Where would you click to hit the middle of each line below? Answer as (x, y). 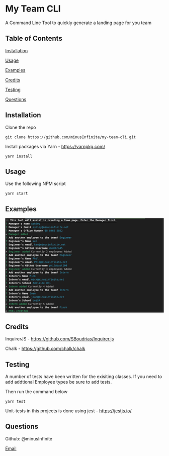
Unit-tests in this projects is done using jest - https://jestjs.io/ (68, 411)
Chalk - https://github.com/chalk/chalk (45, 349)
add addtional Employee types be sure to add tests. (59, 382)
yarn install (19, 156)
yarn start (17, 194)
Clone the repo (21, 127)
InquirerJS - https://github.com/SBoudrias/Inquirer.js (60, 339)
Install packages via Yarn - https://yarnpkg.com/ (55, 146)
